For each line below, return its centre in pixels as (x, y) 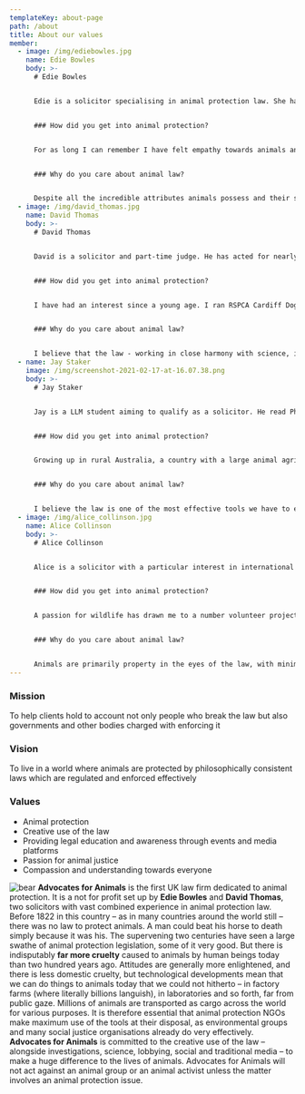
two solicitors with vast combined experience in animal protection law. (141, 906)
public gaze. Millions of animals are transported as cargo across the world (148, 1002)
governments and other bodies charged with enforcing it (115, 726)
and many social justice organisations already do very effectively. (132, 1031)
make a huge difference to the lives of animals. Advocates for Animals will (148, 1060)
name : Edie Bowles (60, 60)
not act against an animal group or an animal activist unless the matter (141, 1070)
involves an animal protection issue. (76, 1079)
